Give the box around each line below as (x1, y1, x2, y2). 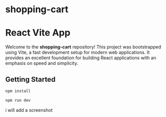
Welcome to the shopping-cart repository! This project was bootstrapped (5, 44, 161, 50)
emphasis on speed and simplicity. (5, 60, 78, 66)
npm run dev (5, 98, 31, 103)
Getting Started (5, 75, 56, 84)
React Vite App (5, 27, 71, 39)
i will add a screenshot (5, 107, 53, 113)
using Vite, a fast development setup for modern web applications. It (5, 50, 150, 56)
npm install (5, 88, 31, 93)
